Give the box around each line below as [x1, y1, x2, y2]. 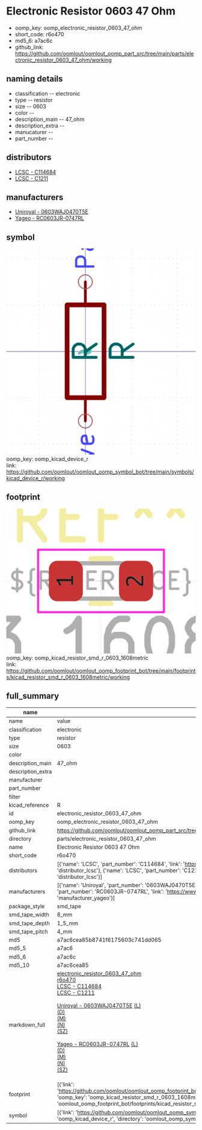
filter [8, 793, 21, 800]
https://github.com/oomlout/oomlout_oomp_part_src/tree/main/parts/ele [14, 50, 194, 57]
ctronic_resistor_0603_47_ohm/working [14, 56, 112, 63]
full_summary [6, 691, 60, 701]
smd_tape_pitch [8, 928, 48, 935]
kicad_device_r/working [6, 475, 65, 482]
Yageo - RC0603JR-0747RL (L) [57, 1041, 138, 1048]
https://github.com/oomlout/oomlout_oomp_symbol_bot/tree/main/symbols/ [6, 468, 194, 475]
